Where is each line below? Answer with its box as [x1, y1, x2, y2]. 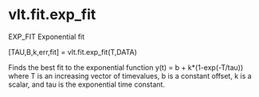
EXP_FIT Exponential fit [8, 32, 85, 41]
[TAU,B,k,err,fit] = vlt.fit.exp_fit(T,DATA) [8, 47, 138, 56]
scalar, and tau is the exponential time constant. [8, 80, 166, 89]
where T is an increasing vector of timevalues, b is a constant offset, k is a [8, 71, 253, 80]
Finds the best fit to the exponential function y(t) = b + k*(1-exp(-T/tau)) [8, 62, 244, 72]
